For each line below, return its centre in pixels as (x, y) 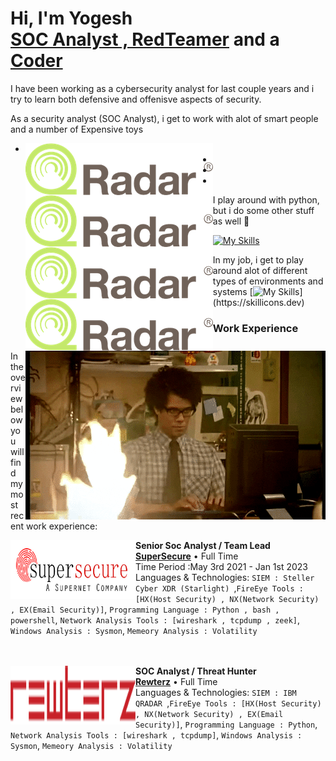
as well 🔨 (231, 221)
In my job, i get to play (258, 259)
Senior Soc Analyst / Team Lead (203, 545)
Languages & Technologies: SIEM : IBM (216, 692)
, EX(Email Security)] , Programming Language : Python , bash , (145, 609)
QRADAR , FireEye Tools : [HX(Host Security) (228, 703)
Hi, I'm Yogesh (71, 18)
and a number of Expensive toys (77, 129)
